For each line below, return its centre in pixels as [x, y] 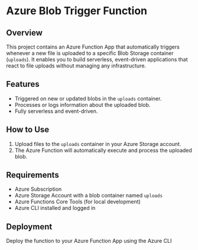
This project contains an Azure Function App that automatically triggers [93, 47]
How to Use [28, 130]
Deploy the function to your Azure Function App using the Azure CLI [89, 241]
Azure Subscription [38, 189]
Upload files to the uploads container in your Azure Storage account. [98, 144]
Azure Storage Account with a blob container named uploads [89, 196]
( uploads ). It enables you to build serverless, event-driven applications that [97, 59]
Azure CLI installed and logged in [55, 208]
